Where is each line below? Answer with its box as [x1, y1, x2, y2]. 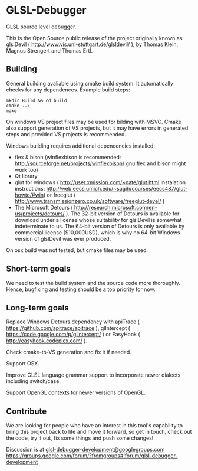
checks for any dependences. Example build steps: [6, 86, 131, 93]
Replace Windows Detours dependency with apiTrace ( [6, 318, 140, 325]
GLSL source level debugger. [6, 23, 77, 30]
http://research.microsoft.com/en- [74, 204, 157, 211]
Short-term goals [6, 264, 71, 274]
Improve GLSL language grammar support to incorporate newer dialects [6, 371, 181, 378]
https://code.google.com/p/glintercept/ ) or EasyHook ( [6, 331, 140, 338]
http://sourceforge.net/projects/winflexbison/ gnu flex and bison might [14, 160, 186, 167]
